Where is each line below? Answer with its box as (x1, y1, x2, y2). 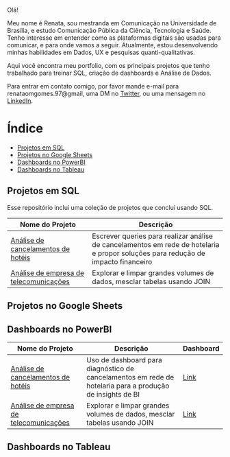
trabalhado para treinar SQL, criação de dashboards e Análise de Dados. (7, 69, 212, 77)
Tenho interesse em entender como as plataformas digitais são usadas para (7, 34, 221, 42)
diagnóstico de (86, 364, 135, 373)
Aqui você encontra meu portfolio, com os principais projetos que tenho (7, 62, 210, 69)
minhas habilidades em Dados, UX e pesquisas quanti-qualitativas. (7, 48, 195, 56)
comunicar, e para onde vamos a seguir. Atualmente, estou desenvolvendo (7, 41, 218, 49)
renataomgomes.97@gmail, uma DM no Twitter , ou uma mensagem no (7, 89, 206, 97)
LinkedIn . (7, 97, 33, 105)
